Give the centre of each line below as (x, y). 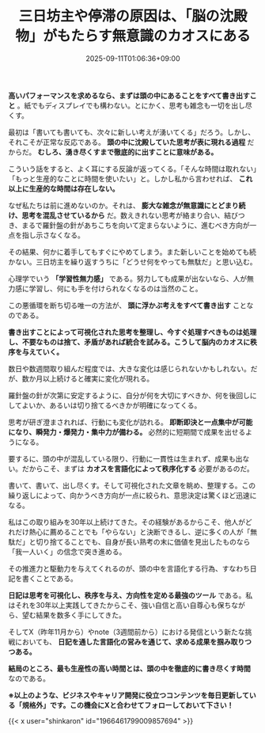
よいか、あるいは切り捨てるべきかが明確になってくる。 (112, 405)
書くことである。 (49, 578)
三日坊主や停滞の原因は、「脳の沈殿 (133, 16)
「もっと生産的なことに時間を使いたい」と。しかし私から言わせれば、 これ (131, 178)
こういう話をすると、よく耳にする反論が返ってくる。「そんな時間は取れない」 (132, 169)
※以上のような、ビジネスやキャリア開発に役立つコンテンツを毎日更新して (129, 695)
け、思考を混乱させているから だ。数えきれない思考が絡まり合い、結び (123, 215)
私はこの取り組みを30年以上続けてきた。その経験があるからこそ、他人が (127, 522)
